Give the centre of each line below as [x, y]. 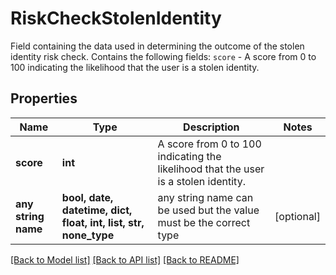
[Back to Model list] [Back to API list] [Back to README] [125, 259]
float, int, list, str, [103, 222]
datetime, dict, [97, 210]
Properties [44, 98]
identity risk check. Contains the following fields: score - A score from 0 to [163, 56]
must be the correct [204, 222]
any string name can [205, 197]
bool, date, [87, 197]
